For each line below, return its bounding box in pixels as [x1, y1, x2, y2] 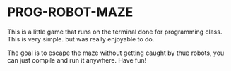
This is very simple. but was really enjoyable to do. [7, 34, 155, 43]
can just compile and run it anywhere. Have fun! [7, 56, 147, 64]
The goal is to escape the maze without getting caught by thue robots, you [7, 49, 225, 57]
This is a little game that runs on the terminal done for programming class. [7, 27, 223, 36]
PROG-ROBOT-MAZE [7, 4, 134, 20]
